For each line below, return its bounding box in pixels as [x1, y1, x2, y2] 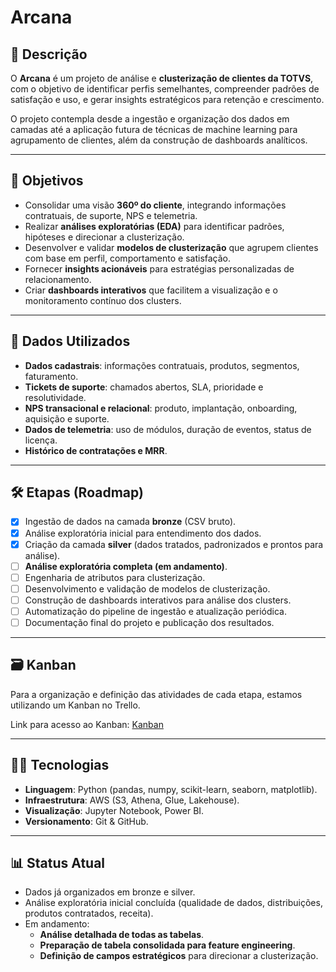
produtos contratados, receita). [24, 907, 154, 920]
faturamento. [24, 370, 79, 382]
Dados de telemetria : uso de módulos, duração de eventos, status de [24, 423, 312, 435]
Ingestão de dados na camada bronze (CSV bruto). [24, 516, 237, 528]
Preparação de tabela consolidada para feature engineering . [39, 939, 296, 951]
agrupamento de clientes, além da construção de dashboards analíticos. [10, 134, 308, 146]
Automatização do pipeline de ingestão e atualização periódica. [24, 605, 287, 617]
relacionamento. [24, 273, 92, 285]
